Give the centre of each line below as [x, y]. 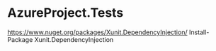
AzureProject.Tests [66, 13]
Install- [199, 32]
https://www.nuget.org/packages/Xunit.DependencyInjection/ [97, 32]
